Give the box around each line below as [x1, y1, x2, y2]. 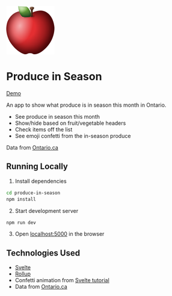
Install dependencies [14, 177, 67, 184]
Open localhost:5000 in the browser [14, 230, 105, 238]
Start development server [14, 207, 79, 214]
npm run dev [6, 219, 36, 225]
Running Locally [6, 162, 68, 172]
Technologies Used [6, 248, 80, 258]
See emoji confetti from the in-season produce [14, 132, 131, 139]
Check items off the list [14, 125, 73, 133]
